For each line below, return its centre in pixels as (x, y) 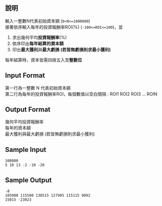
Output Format (28, 110)
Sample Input (26, 150)
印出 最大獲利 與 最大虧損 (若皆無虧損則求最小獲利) (61, 49)
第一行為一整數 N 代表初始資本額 (38, 88)
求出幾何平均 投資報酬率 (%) (39, 37)
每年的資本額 (18, 128)
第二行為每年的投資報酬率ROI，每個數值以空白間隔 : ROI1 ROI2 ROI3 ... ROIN (81, 94)
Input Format (25, 76)
